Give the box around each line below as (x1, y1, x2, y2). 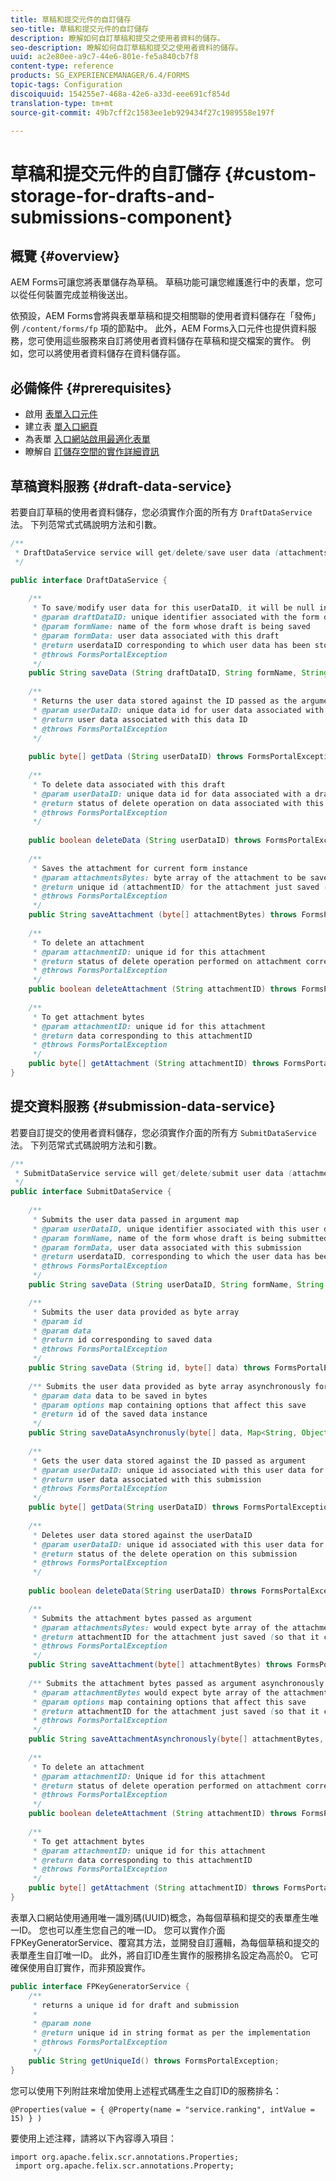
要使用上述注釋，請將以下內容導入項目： (10, 2132, 177, 2144)
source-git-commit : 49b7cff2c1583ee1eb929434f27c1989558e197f (10, 107, 275, 118)
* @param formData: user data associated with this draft (32, 631, 280, 641)
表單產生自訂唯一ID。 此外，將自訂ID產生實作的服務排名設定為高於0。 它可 (10, 1949, 319, 1961)
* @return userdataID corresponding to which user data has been (32, 640, 311, 650)
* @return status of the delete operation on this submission (32, 1549, 298, 1559)
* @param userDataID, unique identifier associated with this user (32, 1224, 320, 1234)
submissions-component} (10, 206, 233, 228)
